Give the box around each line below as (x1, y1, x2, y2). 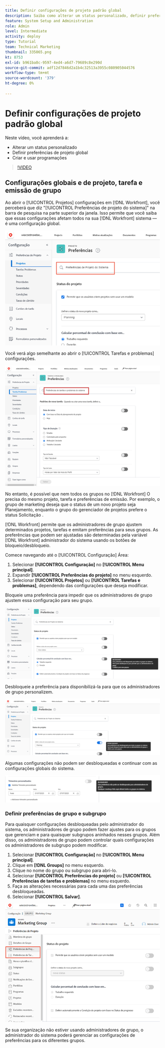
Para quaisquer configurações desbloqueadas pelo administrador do (5, 822, 144, 827)
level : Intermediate (5, 29, 48, 34)
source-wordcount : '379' (5, 75, 56, 81)
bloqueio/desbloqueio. (5, 543, 51, 549)
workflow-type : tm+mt (5, 71, 50, 75)
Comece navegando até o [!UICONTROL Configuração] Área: (5, 552, 129, 558)
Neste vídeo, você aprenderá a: (5, 135, 69, 141)
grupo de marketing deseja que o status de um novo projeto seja (5, 501, 136, 508)
